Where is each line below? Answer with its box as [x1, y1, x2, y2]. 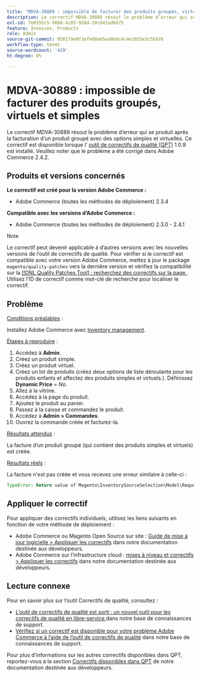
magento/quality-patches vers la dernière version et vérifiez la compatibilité [7, 263, 192, 270]
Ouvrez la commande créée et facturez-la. [15, 419, 119, 426]
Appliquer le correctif [7, 499, 88, 509]
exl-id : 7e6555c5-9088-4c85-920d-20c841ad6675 [7, 20, 124, 26]
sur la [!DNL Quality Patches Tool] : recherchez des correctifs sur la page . [7, 269, 189, 276]
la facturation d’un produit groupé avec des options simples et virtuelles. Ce [7, 135, 192, 142]
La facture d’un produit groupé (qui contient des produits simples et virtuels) [7, 441, 193, 449]
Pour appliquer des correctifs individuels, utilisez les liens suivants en [7, 514, 177, 522]
